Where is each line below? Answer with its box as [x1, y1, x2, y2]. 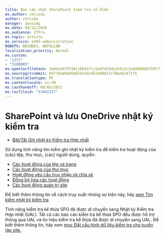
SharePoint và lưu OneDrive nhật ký [5, 110, 153, 122]
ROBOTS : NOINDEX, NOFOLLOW [5, 44, 60, 49]
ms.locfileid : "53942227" [5, 89, 58, 94]
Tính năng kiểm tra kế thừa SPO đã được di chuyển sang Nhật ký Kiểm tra [5, 207, 154, 212]
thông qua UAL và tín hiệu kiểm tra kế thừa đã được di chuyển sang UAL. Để [5, 217, 159, 223]
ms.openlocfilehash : [5, 67, 48, 72]
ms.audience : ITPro [5, 30, 45, 35]
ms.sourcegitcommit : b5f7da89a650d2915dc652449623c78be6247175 [5, 71, 137, 76]
